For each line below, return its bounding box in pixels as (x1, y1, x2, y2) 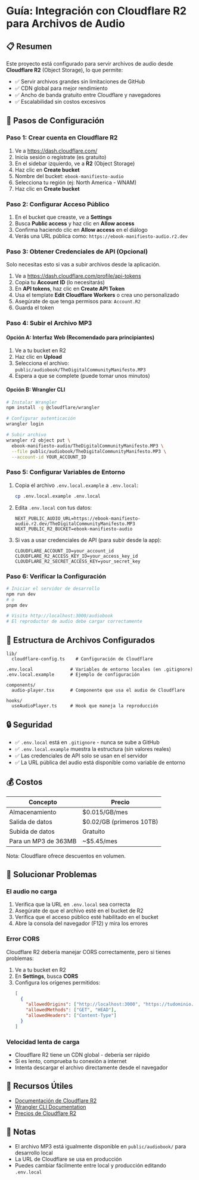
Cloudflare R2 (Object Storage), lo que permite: (6, 67, 123, 73)
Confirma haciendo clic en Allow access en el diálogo (14, 226, 148, 233)
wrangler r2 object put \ (6, 437, 70, 443)
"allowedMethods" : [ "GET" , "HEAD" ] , (26, 1007, 117, 1013)
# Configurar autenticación (6, 415, 76, 421)
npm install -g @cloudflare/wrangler (6, 405, 100, 411)
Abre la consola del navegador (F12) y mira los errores (14, 920, 148, 927)
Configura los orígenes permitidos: (14, 979, 101, 986)
